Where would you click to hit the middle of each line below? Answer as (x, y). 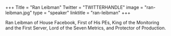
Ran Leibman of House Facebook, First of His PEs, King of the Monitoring (82, 23)
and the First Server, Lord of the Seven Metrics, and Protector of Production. (86, 28)
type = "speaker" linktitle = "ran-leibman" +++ (82, 13)
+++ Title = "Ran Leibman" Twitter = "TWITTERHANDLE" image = (75, 7)
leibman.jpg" (19, 13)
